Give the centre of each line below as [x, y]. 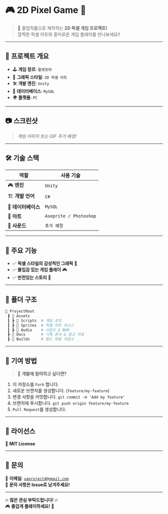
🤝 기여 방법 [21, 361]
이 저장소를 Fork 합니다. [35, 384]
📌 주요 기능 [21, 250]
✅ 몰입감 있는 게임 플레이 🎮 [40, 270]
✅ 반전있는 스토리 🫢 [32, 277]
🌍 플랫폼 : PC [25, 97]
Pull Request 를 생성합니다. [39, 409]
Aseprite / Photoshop [70, 216]
